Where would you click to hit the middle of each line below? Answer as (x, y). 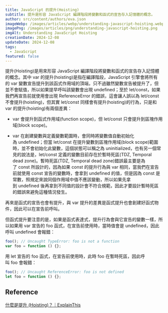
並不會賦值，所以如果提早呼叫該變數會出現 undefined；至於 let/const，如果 (83, 90)
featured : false (22, 56)
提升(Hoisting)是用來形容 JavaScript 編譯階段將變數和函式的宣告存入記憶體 (82, 71)
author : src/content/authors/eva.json (45, 19)
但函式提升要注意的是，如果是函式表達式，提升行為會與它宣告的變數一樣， (82, 220)
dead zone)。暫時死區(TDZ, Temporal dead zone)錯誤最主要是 (77, 161)
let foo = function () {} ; (33, 277)
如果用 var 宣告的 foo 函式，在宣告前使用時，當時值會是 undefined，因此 (84, 226)
